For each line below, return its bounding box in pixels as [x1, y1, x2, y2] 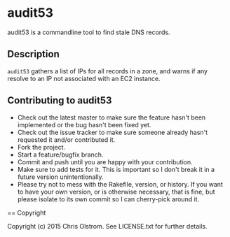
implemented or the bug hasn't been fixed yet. [17, 120, 151, 129]
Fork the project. [17, 143, 66, 151]
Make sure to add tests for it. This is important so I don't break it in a [17, 165, 215, 173]
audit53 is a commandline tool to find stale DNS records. [7, 28, 170, 36]
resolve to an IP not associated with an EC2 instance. [7, 74, 161, 82]
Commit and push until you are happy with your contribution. [17, 157, 193, 166]
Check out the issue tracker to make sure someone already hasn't [17, 128, 208, 136]
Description [7, 48, 60, 60]
